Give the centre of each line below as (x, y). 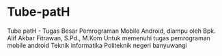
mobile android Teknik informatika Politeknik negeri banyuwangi (97, 45)
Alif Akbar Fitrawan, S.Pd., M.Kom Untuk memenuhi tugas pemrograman (109, 38)
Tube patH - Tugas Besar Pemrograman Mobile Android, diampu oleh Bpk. (112, 31)
